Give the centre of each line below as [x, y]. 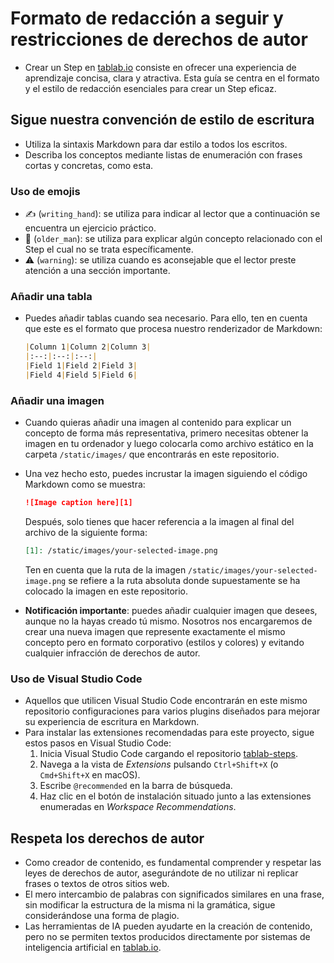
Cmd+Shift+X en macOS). [90, 775]
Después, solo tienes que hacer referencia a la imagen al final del [159, 522]
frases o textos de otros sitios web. [97, 883]
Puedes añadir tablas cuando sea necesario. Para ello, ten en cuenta [166, 318]
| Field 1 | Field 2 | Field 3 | [81, 366]
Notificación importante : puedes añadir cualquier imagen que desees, [171, 610]
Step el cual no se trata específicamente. [109, 249]
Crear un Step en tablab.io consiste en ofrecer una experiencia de [160, 67]
